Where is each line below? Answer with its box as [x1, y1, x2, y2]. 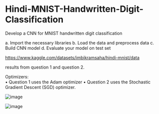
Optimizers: [5, 74, 29, 79]
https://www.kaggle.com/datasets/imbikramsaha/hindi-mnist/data [5, 54, 140, 60]
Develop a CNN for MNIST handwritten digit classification [5, 30, 123, 36]
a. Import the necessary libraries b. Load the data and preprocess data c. [5, 39, 155, 45]
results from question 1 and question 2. [5, 64, 85, 70]
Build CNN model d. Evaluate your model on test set [5, 45, 111, 51]
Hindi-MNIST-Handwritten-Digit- [5, 3, 144, 15]
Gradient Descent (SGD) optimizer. [5, 84, 76, 90]
